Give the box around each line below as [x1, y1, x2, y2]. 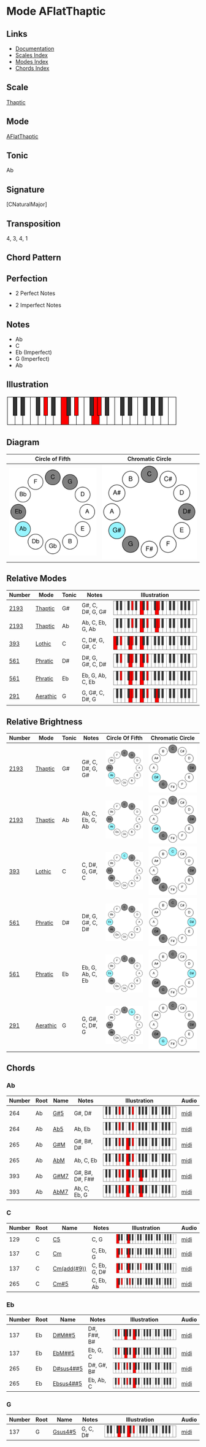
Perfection [6, 273, 48, 283]
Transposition [6, 218, 61, 229]
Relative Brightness [6, 716, 83, 727]
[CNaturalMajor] [6, 201, 47, 208]
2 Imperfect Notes [15, 302, 61, 309]
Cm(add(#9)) [53, 1265, 87, 1272]
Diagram [6, 437, 40, 448]
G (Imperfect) [15, 355, 50, 363]
